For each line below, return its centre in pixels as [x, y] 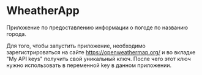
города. [16, 34]
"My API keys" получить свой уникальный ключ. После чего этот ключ [99, 59]
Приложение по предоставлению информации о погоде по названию [97, 27]
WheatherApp [43, 11]
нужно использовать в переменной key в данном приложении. [89, 65]
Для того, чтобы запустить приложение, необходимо [76, 46]
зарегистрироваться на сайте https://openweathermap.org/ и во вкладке [101, 52]
